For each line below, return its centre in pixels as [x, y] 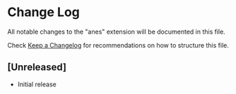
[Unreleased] [37, 67]
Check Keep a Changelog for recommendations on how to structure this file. [118, 45]
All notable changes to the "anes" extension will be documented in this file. [117, 32]
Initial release [37, 84]
